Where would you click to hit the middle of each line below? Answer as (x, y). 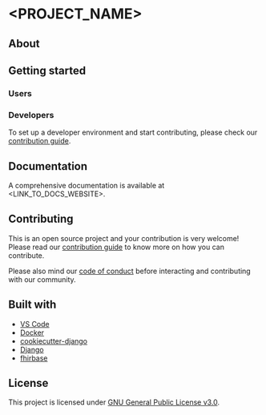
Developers (31, 115)
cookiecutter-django (54, 340)
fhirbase (34, 358)
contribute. (26, 255)
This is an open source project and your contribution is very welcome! (124, 238)
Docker (32, 332)
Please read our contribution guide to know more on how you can (116, 247)
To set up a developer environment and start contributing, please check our (133, 132)
